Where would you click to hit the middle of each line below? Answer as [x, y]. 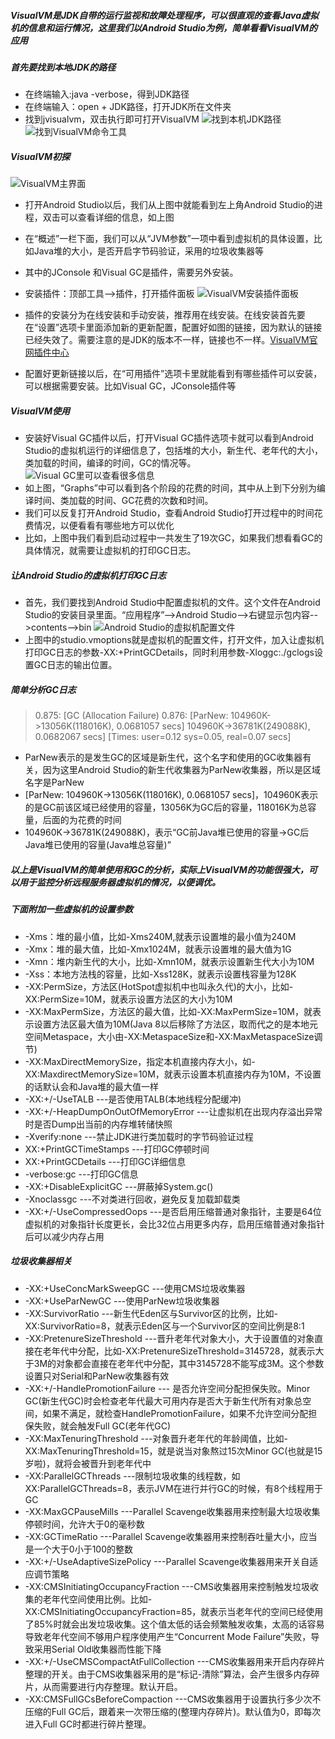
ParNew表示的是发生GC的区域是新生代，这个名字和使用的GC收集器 [163, 757]
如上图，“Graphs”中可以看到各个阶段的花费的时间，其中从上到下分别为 [170, 488]
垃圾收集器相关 [41, 1261]
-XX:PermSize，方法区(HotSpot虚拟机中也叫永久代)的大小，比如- [159, 986]
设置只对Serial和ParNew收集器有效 [97, 1376]
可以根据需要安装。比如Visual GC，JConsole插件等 [130, 386]
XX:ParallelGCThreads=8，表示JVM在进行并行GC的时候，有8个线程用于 [173, 1488]
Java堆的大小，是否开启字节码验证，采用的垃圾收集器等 [149, 251]
